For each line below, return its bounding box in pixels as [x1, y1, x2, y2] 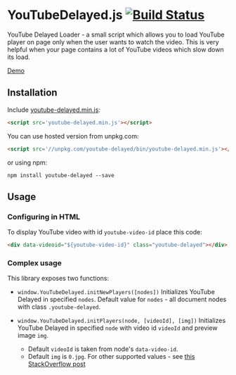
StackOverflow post [27, 360, 86, 369]
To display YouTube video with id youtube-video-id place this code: [7, 228, 202, 236]
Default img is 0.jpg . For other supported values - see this [27, 352, 195, 361]
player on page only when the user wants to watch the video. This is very [7, 37, 219, 46]
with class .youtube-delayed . [17, 303, 101, 311]
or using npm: [7, 158, 48, 167]
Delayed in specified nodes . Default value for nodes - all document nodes [17, 295, 227, 304]
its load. [7, 53, 30, 61]
